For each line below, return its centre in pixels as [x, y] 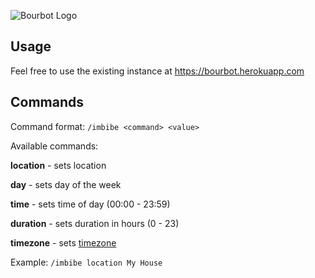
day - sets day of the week [66, 184]
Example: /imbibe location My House [86, 262]
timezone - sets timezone [63, 242]
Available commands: [54, 146]
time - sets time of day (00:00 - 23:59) [90, 204]
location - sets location [58, 165]
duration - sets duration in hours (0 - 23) [95, 223]
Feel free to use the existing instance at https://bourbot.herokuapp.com [157, 71]
